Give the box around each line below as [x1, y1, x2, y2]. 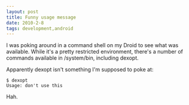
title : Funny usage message [6, 14, 77, 20]
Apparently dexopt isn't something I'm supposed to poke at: [6, 66, 154, 73]
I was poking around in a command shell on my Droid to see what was [6, 42, 179, 49]
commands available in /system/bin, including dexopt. [6, 54, 139, 61]
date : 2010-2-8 [6, 20, 44, 26]
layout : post [6, 8, 39, 15]
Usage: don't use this [6, 83, 63, 89]
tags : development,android [6, 25, 74, 32]
